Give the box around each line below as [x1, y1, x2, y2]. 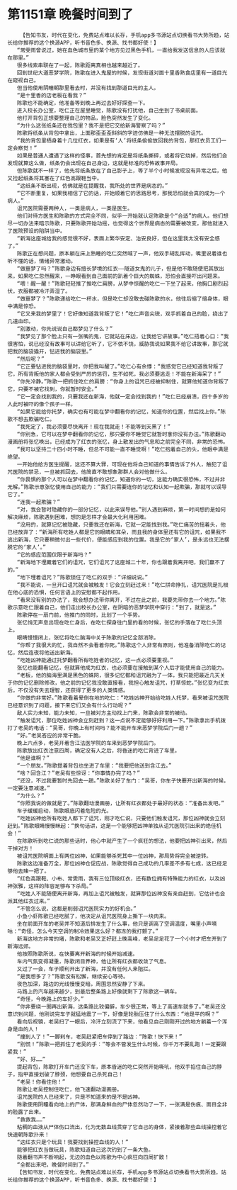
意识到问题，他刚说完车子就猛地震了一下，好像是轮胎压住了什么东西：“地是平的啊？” [7, 1011, 219, 1018]
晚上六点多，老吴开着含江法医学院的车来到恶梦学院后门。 [16, 739, 159, 746]
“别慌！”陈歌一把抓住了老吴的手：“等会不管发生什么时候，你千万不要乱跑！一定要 [16, 1040, 221, 1048]
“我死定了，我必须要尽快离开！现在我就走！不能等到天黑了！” [16, 423, 171, 430]
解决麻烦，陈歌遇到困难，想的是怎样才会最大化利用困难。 [7, 513, 150, 521]
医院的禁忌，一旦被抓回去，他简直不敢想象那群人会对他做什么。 [12, 468, 171, 476]
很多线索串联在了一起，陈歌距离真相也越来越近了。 [16, 62, 144, 69]
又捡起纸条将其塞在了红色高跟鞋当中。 [7, 174, 103, 181]
